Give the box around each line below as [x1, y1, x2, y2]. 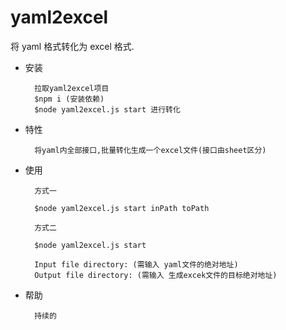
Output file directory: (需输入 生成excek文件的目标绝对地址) [34, 270, 278, 280]
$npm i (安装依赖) [34, 94, 105, 104]
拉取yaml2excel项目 [34, 83, 110, 93]
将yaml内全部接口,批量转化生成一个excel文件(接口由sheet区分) [34, 145, 267, 155]
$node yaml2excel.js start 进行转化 [34, 104, 181, 115]
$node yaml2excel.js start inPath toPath [34, 203, 210, 213]
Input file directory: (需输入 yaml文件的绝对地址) [34, 259, 239, 270]
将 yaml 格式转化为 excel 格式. [10, 40, 135, 52]
